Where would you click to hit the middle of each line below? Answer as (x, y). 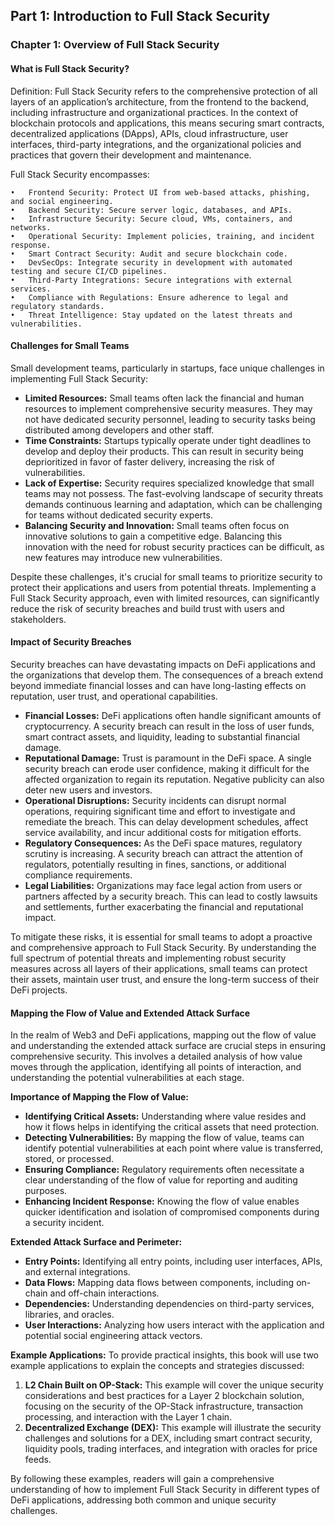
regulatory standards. (57, 306)
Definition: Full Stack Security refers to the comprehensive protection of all (164, 91)
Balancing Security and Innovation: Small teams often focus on (157, 525)
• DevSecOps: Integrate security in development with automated (151, 262)
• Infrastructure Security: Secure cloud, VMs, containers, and (151, 219)
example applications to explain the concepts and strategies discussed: (157, 1366)
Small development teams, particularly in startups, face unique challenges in (167, 368)
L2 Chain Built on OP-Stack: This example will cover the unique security (174, 1385)
